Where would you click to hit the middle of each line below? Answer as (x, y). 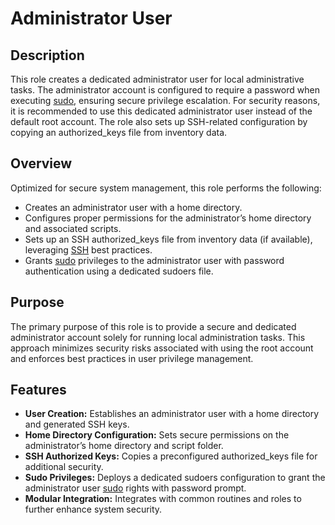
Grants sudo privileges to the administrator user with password (154, 260)
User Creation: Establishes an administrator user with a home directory (172, 414)
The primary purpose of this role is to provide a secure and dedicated (153, 326)
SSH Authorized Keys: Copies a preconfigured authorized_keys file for (171, 456)
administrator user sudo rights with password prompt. (135, 488)
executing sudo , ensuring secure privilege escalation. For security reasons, (165, 100)
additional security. (64, 467)
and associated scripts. (73, 228)
